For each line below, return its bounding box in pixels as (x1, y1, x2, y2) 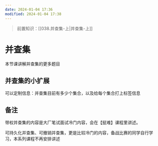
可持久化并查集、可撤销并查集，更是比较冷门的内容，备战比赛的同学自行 (5, 130, 149, 136)
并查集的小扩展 (5, 76, 50, 85)
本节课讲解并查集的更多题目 (5, 61, 60, 67)
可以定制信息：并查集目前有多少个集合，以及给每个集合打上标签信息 (5, 90, 141, 96)
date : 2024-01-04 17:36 (5, 7, 53, 12)
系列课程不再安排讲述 (17, 136, 60, 142)
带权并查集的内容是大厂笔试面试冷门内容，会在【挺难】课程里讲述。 (5, 119, 141, 126)
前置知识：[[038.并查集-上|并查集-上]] (16, 25, 93, 31)
